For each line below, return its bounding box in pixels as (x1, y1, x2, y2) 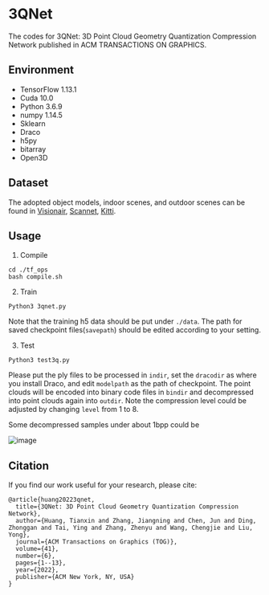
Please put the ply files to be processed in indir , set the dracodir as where (8, 370, 257, 380)
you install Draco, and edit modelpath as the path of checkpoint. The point (8, 379, 251, 389)
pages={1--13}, (15, 559, 67, 567)
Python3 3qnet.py (8, 303, 67, 311)
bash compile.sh (8, 273, 63, 281)
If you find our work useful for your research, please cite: (8, 480, 198, 490)
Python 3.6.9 (19, 101, 63, 111)
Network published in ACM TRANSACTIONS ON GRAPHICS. (8, 39, 207, 49)
